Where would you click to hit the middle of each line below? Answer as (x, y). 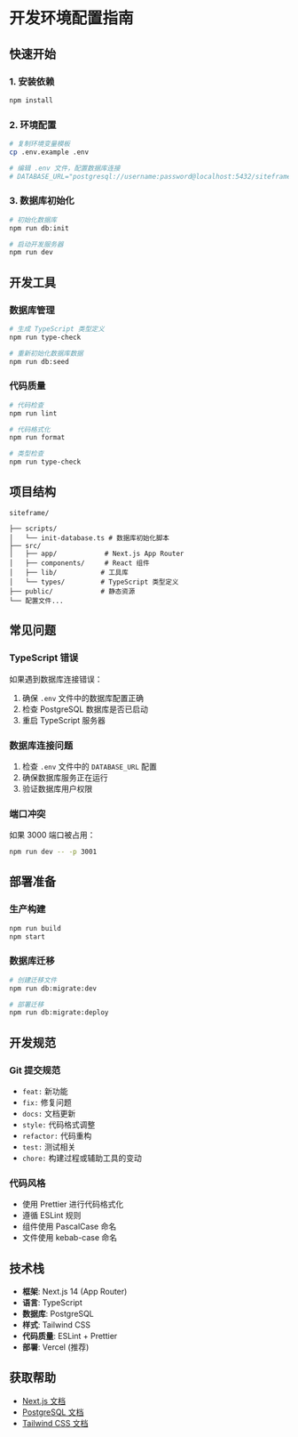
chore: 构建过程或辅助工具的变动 (82, 1158)
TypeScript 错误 (44, 658)
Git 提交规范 (35, 1070)
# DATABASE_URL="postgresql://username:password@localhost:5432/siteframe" (152, 176)
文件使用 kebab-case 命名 (70, 1238)
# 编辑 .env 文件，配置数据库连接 (65, 168)
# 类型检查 (27, 454)
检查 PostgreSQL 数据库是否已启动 (85, 709)
